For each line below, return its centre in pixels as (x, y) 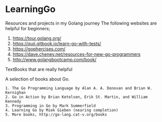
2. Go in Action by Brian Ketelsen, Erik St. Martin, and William (76, 97)
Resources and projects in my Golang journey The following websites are (81, 23)
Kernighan (16, 92)
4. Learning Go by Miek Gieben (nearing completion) (62, 110)
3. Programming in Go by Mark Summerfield (50, 106)
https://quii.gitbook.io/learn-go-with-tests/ (57, 43)
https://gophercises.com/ (39, 49)
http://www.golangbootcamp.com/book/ (55, 59)
